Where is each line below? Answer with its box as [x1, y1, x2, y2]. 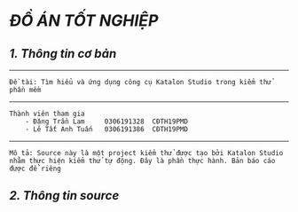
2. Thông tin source [9, 188, 120, 203]
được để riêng [9, 164, 62, 173]
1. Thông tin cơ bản [9, 46, 117, 61]
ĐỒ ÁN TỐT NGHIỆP [9, 11, 159, 31]
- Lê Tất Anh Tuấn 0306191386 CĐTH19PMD [25, 125, 189, 134]
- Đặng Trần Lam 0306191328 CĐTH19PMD [25, 117, 189, 126]
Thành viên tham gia [9, 109, 86, 118]
